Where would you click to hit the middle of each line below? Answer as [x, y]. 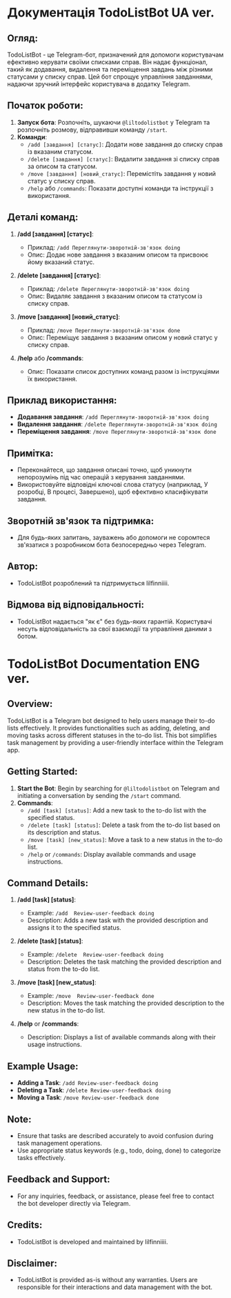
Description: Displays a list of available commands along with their [121, 1037]
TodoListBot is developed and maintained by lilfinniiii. [92, 1241]
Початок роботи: [46, 106]
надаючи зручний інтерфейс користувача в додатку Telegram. [99, 84]
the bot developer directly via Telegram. [74, 1203]
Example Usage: [43, 1066]
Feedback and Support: [59, 1180]
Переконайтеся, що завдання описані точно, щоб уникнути [104, 470]
